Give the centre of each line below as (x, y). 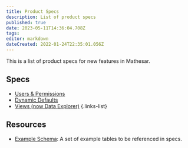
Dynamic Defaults (36, 100)
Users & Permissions (40, 93)
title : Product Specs (33, 11)
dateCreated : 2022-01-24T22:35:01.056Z (55, 45)
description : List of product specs (51, 17)
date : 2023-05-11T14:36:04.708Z (46, 28)
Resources (26, 125)
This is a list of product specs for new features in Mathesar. (78, 61)
